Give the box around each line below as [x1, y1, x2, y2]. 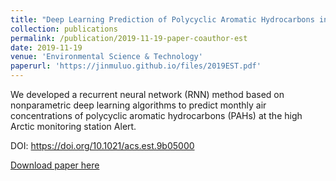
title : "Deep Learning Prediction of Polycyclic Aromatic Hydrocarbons [10, 14, 315, 25]
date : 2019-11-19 [10, 42, 83, 53]
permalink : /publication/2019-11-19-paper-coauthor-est [10, 33, 248, 43]
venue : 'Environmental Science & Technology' [10, 52, 203, 62]
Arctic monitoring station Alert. [10, 121, 137, 132]
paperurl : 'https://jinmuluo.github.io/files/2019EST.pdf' [10, 61, 262, 71]
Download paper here [10, 159, 100, 171]
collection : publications [10, 24, 118, 34]
